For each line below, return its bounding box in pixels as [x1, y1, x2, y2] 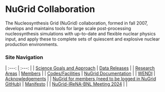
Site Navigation [5, 53, 43, 60]
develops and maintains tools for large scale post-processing [5, 25, 131, 31]
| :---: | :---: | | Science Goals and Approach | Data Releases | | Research [5, 65, 155, 71]
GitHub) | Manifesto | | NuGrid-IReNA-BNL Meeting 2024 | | [5, 81, 127, 87]
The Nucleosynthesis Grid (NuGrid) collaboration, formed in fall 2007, [5, 20, 148, 26]
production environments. [5, 41, 58, 47]
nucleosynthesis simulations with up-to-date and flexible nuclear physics [5, 30, 156, 36]
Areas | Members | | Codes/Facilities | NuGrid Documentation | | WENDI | [5, 70, 155, 76]
